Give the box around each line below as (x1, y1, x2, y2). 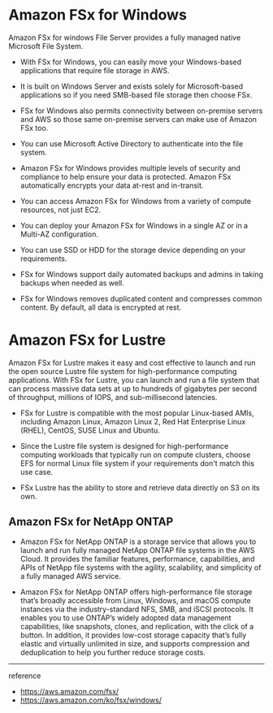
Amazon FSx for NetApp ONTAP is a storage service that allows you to (19, 537, 257, 546)
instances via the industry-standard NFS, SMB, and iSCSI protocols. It (19, 604, 253, 614)
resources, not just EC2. (19, 205, 102, 215)
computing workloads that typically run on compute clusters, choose (19, 450, 251, 459)
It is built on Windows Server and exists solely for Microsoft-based (19, 81, 244, 91)
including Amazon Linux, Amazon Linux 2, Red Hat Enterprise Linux (19, 416, 246, 426)
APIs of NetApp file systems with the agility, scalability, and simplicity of (19, 563, 262, 572)
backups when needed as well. (19, 278, 124, 288)
